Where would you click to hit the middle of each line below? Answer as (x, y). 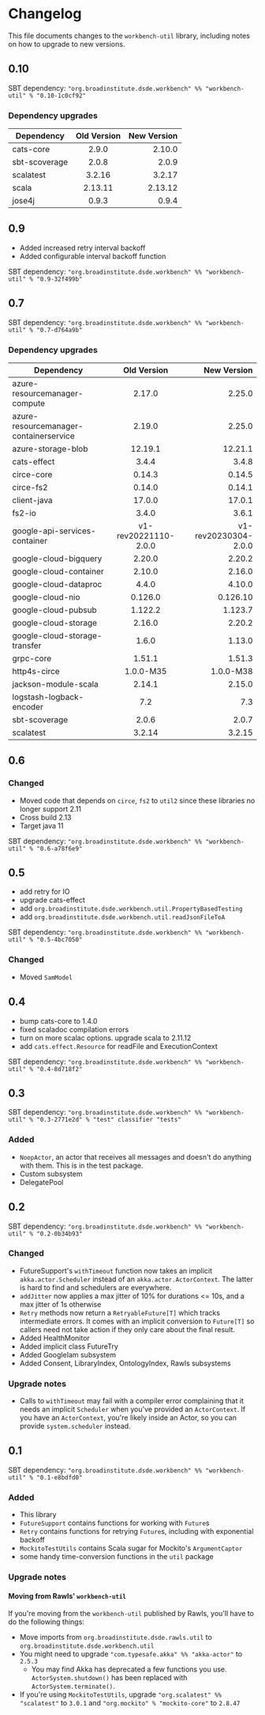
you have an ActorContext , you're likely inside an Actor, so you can (128, 1418)
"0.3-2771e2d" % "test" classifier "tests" (109, 1120)
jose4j (24, 201)
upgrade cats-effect (52, 900)
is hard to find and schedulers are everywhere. (95, 1287)
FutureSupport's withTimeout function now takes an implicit (116, 1270)
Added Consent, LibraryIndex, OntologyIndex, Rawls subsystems (125, 1363)
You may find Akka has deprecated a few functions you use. (129, 1669)
